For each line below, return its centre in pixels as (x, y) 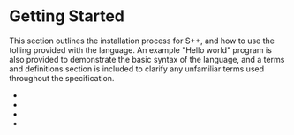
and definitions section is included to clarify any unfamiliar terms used (137, 69)
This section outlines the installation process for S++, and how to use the (142, 41)
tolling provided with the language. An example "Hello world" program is (140, 49)
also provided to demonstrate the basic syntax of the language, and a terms (147, 59)
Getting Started (67, 16)
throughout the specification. (62, 78)
